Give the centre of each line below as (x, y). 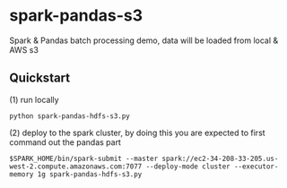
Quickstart (40, 78)
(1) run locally (35, 99)
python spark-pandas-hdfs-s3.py (70, 116)
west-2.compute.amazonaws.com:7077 (76, 167)
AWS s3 (24, 49)
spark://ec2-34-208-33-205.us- (220, 158)
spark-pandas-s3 (76, 16)
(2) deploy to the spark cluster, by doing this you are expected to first (138, 132)
